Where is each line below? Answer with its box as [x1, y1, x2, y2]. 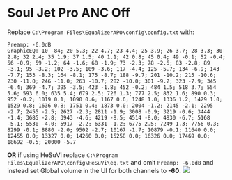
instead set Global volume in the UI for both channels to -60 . [7, 166, 181, 174]
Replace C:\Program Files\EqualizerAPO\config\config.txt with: [7, 28, 195, 36]
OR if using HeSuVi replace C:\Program [7, 151, 118, 159]
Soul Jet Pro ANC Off [7, 5, 131, 21]
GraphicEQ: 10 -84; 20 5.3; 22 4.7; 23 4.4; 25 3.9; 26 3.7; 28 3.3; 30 [7, 47, 223, 54]
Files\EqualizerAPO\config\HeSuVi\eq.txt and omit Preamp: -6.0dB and [7, 158, 214, 166]
